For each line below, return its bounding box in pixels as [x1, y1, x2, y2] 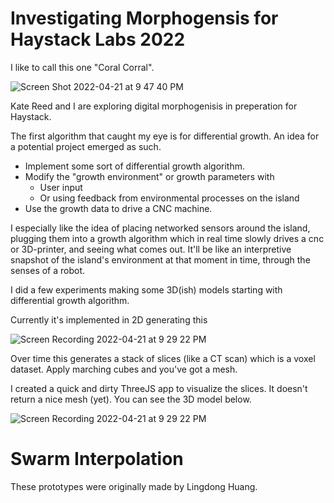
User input [39, 181, 83, 193]
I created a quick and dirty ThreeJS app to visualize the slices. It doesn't [10, 382, 308, 394]
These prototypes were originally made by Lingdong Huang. [10, 480, 258, 492]
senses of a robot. [10, 264, 86, 276]
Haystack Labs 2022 [10, 28, 186, 51]
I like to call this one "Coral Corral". [10, 61, 155, 73]
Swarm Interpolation [10, 448, 184, 471]
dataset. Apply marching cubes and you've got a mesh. [10, 363, 238, 375]
